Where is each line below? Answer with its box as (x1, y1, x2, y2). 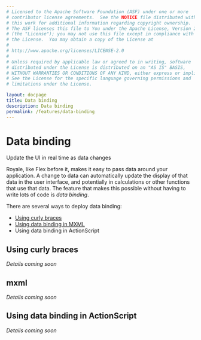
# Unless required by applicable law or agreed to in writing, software (6, 59, 191, 65)
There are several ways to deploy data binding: (6, 203, 122, 210)
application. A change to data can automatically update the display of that (6, 172, 188, 180)
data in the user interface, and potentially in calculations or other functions (6, 178, 190, 186)
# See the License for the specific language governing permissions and (6, 75, 191, 81)
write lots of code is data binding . (6, 191, 89, 198)
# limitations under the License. (6, 81, 93, 87)
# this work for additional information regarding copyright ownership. (6, 20, 191, 26)
